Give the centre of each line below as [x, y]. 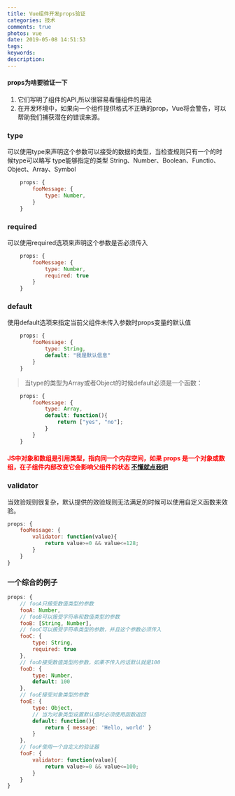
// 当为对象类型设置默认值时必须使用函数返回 [89, 714]
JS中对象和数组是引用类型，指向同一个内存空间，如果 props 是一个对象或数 [116, 458]
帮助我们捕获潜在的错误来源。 [60, 117]
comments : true [29, 27]
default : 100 [51, 682]
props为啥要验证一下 [37, 83]
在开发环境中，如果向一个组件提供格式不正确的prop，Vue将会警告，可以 [122, 108]
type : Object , [53, 708]
